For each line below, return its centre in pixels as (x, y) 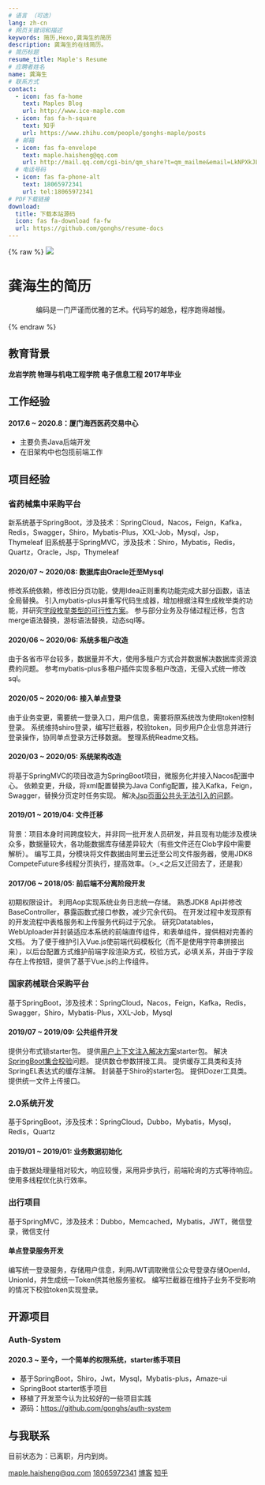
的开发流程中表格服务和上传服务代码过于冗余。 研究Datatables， (113, 922)
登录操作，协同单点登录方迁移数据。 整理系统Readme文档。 (105, 737)
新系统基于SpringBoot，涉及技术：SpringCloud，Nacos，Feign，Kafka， (127, 523)
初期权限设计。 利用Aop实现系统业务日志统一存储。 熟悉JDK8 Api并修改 (125, 902)
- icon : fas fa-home (49, 96)
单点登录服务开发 (36, 1251)
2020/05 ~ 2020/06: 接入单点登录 (65, 698)
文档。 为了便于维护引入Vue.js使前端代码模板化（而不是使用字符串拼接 (123, 942)
